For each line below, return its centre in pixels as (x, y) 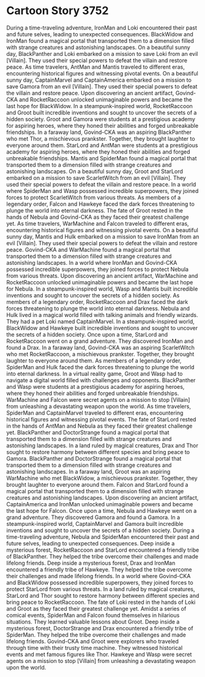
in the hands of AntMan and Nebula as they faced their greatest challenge (99, 426)
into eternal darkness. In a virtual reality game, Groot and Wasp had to (95, 374)
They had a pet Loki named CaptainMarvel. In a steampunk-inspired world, (100, 321)
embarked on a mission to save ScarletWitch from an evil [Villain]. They (96, 178)
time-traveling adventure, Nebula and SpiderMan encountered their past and (103, 537)
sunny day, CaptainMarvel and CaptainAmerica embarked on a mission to (99, 80)
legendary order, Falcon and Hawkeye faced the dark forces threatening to (100, 204)
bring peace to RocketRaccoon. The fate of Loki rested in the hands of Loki (101, 602)
